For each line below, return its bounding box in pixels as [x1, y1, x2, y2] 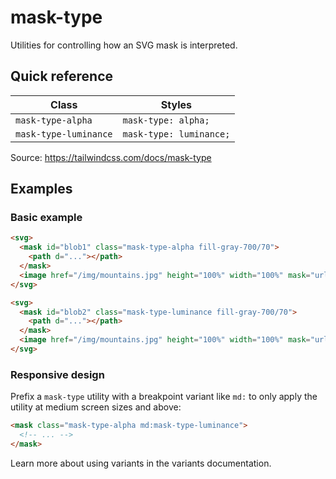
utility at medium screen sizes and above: [10, 401, 182, 413]
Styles [160, 97, 193, 111]
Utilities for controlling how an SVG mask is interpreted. [10, 39, 238, 51]
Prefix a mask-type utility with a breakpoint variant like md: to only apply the [10, 391, 318, 403]
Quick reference [10, 68, 114, 85]
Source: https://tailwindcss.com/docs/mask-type [10, 151, 212, 163]
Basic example [10, 211, 83, 225]
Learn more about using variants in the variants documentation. [10, 457, 272, 469]
